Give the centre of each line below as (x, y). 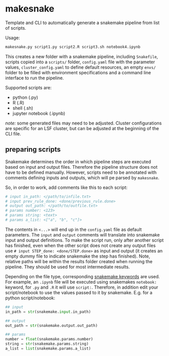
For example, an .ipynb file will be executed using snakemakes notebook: (81, 282)
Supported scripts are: (28, 87)
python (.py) (25, 97)
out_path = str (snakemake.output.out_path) (52, 325)
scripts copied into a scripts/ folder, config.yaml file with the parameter (80, 62)
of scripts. (16, 28)
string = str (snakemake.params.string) (47, 344)
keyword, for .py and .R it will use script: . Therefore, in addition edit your (82, 287)
